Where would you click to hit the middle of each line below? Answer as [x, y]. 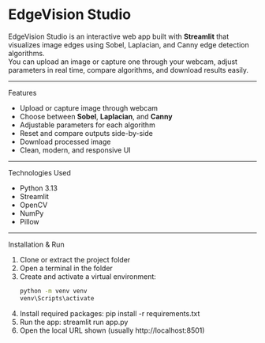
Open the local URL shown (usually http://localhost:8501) [112, 330]
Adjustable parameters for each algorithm [87, 125]
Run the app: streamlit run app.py [74, 322]
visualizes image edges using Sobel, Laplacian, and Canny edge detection [129, 44]
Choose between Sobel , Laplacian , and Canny [96, 116]
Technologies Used [39, 172]
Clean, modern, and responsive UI [75, 150]
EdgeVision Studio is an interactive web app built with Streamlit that [119, 36]
